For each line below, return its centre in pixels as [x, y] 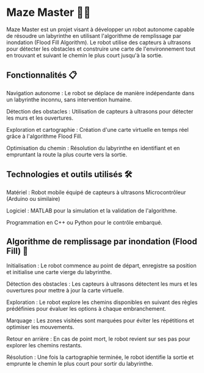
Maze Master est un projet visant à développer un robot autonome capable [100, 29]
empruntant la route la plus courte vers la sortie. [67, 154]
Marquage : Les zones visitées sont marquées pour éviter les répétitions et [100, 320]
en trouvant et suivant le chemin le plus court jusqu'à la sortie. [85, 55]
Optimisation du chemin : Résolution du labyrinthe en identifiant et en [93, 148]
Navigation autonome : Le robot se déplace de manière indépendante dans [100, 93]
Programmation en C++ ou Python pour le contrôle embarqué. [85, 222]
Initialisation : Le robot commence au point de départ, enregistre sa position [101, 266]
